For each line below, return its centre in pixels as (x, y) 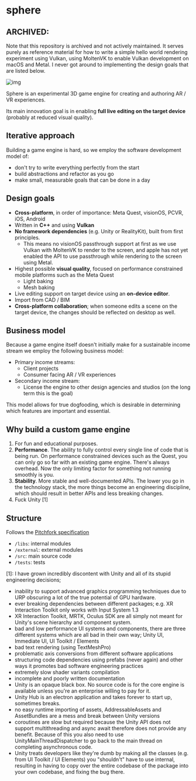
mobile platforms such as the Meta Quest (64, 275)
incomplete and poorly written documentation (70, 678)
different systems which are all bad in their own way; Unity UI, (89, 635)
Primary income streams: (45, 362)
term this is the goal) (48, 393)
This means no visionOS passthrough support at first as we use (100, 243)
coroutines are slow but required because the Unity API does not (92, 722)
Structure (24, 518)
